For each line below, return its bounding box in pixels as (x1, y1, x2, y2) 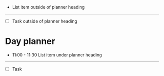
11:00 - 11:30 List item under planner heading (12, 52, 102, 58)
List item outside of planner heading (12, 4, 85, 10)
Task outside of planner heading (12, 18, 77, 24)
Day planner (5, 36, 55, 47)
